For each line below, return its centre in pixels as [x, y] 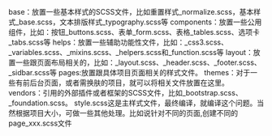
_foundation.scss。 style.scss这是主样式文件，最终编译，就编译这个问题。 [133, 103]
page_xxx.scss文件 [40, 123]
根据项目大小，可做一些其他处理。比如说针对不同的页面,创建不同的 [127, 113]
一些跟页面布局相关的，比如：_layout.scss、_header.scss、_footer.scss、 [138, 62]
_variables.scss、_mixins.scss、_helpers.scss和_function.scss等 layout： [131, 52]
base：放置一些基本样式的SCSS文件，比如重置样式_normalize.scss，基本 [131, 12]
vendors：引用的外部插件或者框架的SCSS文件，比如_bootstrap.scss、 [125, 93]
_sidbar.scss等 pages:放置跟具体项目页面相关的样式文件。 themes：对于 [130, 72]
